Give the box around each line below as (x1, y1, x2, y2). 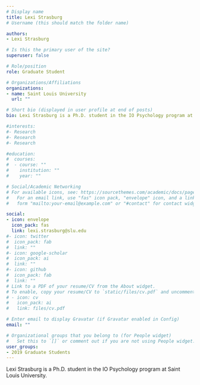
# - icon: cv (6, 294, 39, 300)
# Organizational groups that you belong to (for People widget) (6, 332, 171, 338)
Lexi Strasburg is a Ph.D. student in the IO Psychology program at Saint (6, 365, 180, 373)
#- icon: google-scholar (6, 250, 68, 256)
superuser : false (6, 53, 49, 58)
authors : (6, 30, 28, 36)
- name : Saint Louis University (6, 91, 86, 97)
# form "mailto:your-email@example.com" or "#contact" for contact (6, 201, 183, 207)
